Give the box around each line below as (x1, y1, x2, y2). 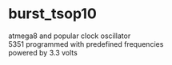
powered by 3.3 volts (8, 48, 78, 57)
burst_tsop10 (8, 5, 98, 23)
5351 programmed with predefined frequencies (8, 39, 164, 48)
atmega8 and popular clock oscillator (8, 31, 131, 40)
